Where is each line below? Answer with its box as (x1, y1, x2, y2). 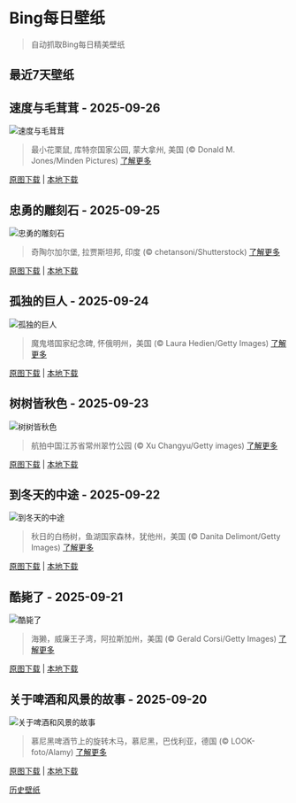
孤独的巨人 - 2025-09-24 (9, 294, 149, 309)
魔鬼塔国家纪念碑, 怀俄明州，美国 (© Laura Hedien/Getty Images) (30, 337, 269, 348)
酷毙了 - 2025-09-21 (9, 590, 124, 605)
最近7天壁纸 (9, 67, 75, 82)
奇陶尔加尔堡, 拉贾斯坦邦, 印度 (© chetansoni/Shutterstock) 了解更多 (30, 246, 281, 257)
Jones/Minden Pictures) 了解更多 (30, 156, 152, 166)
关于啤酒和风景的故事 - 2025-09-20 (9, 691, 208, 706)
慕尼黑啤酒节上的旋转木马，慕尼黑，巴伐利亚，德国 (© (30, 736, 230, 746)
